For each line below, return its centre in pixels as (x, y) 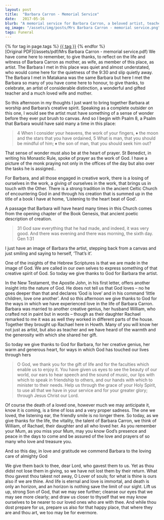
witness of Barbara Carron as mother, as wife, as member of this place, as (80, 62)
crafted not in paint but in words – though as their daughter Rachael (73, 314)
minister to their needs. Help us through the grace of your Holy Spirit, (86, 385)
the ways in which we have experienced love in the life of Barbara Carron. (79, 304)
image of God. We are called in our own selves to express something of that (81, 268)
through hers (18, 355)
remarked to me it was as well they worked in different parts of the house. (79, 319)
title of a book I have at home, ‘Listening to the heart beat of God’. (71, 199)
